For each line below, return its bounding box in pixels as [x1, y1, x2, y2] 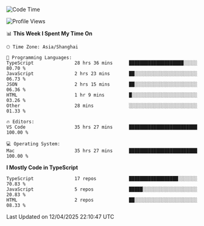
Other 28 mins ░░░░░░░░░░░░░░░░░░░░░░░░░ [6, 103, 198, 109]
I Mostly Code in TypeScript [6, 164, 78, 171]
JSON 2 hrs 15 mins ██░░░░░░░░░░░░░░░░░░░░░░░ [6, 81, 198, 87]
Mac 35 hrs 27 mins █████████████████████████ [6, 148, 198, 154]
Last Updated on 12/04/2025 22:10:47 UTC [6, 213, 114, 220]
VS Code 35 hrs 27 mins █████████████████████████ [6, 124, 198, 130]
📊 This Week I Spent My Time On [6, 30, 93, 37]
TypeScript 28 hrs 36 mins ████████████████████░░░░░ [6, 60, 198, 66]
